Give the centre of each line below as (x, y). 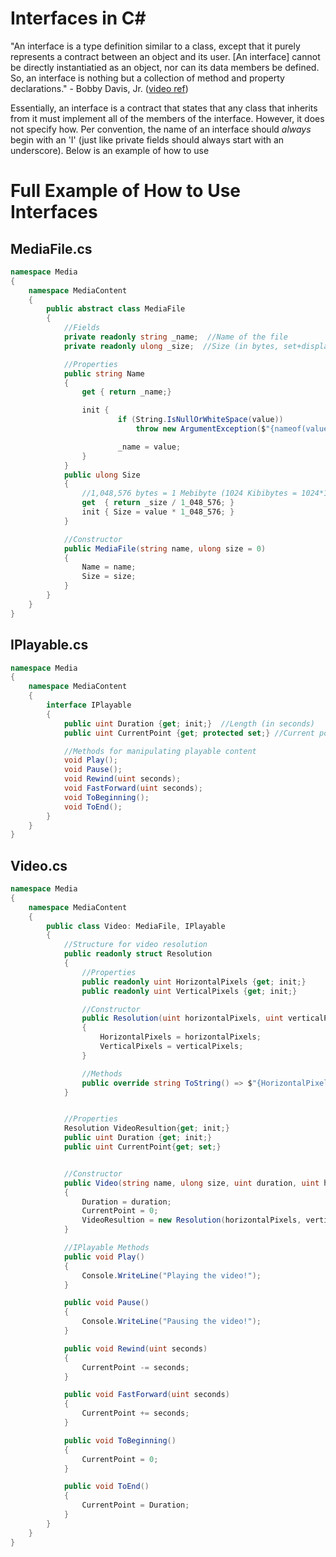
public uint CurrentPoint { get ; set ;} (142, 1147)
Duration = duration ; (126, 1202)
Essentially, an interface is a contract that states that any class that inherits (164, 108)
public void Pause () (106, 1303)
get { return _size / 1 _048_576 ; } (158, 503)
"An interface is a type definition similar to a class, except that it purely (155, 46)
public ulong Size (102, 475)
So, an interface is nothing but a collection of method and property (147, 78)
